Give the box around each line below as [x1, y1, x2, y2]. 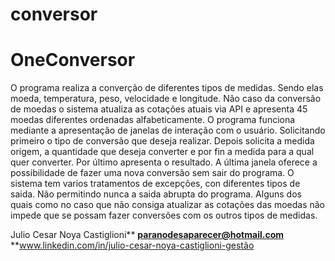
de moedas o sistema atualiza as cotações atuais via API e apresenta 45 [10, 103, 308, 115]
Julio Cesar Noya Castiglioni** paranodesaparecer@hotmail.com [10, 229, 284, 241]
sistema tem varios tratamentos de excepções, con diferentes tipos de [10, 178, 301, 190]
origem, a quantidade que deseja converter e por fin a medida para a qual [10, 146, 315, 158]
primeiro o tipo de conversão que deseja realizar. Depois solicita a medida [10, 135, 315, 147]
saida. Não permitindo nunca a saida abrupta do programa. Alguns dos [10, 188, 302, 200]
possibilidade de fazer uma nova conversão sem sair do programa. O [10, 167, 295, 179]
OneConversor [10, 49, 136, 72]
